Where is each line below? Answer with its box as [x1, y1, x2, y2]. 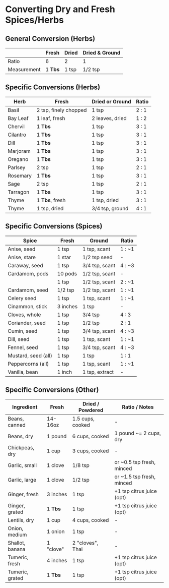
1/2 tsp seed [82, 254, 113, 261]
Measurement [8, 66, 41, 73]
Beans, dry [8, 433, 34, 440]
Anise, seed [8, 246, 36, 253]
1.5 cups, [72, 415, 95, 422]
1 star [57, 254, 71, 261]
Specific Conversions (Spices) [5, 222, 103, 230]
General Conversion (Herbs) [5, 34, 96, 43]
